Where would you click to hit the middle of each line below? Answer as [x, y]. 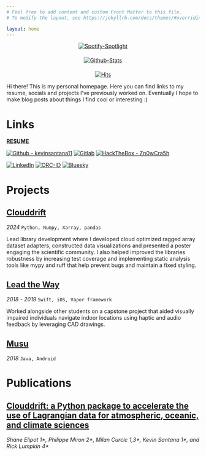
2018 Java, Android [31, 358]
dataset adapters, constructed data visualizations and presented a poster [99, 245]
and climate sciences [48, 425]
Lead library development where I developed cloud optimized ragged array [101, 239]
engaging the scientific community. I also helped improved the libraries [96, 252]
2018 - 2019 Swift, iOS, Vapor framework [59, 299]
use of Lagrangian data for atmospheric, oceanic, [103, 415]
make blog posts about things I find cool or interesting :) [77, 99]
